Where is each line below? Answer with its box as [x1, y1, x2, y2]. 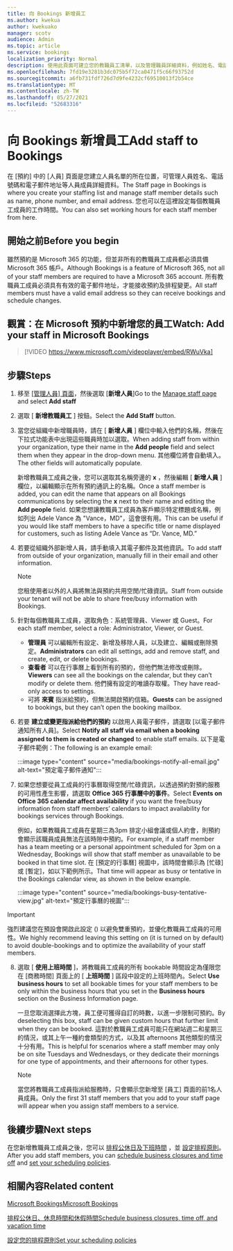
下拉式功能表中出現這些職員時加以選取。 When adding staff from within [17, 435, 220, 444]
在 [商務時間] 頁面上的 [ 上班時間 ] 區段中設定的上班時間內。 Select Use [17, 971, 220, 980]
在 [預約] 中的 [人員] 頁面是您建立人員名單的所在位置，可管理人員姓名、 [7, 172, 212, 180]
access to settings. [41, 687, 96, 695]
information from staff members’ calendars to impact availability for [17, 805, 210, 813]
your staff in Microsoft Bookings [7, 330, 150, 341]
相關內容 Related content [7, 1180, 114, 1193]
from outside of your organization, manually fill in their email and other [17, 551, 218, 560]
